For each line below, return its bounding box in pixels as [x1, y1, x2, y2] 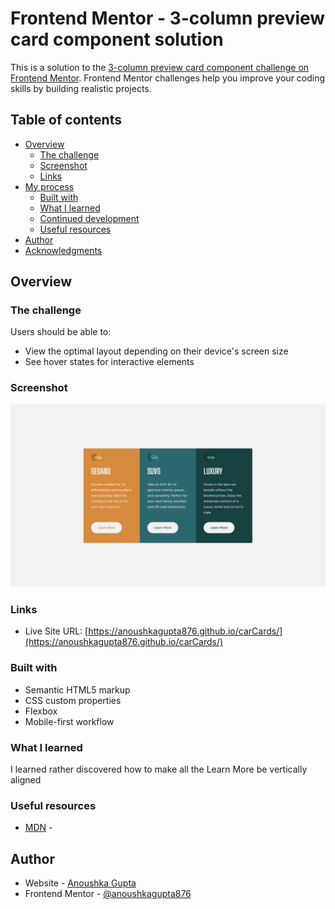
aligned [10, 773, 42, 786]
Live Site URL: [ [24, 625, 89, 637]
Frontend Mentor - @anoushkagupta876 [24, 888, 192, 900]
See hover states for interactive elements [24, 356, 195, 368]
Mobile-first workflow [24, 715, 115, 727]
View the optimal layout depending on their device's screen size [24, 345, 289, 357]
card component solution [10, 28, 224, 51]
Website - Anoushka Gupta [24, 877, 137, 889]
